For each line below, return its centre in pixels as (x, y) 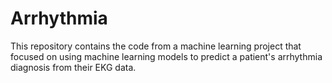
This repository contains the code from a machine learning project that (156, 46)
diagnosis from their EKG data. (73, 67)
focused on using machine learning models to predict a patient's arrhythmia (166, 56)
